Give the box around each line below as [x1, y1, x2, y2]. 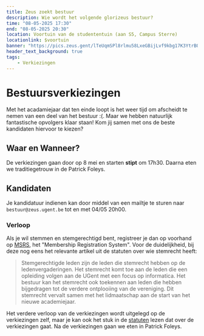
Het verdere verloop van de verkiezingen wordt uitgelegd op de [6, 310, 165, 317]
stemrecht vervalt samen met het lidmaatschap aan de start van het [21, 292, 191, 299]
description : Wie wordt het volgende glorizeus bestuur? [6, 15, 154, 21]
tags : [6, 54, 20, 60]
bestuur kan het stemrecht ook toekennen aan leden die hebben [21, 279, 182, 286]
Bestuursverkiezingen [6, 86, 121, 100]
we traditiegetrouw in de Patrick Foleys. [6, 165, 106, 173]
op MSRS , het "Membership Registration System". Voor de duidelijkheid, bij [6, 241, 194, 249]
